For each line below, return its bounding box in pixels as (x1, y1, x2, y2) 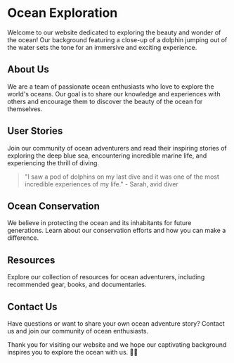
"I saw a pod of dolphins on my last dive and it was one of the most (24, 172, 219, 181)
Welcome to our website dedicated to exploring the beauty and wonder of (7, 28, 221, 37)
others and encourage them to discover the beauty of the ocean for (7, 97, 203, 106)
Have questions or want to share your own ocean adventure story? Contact (7, 319, 225, 328)
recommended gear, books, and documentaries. (7, 280, 147, 289)
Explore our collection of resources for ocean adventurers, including (7, 273, 205, 281)
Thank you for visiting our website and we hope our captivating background (7, 340, 227, 349)
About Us (7, 63, 49, 75)
